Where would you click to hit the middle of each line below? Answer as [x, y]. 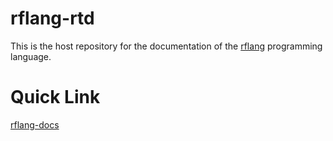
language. [31, 56]
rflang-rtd [52, 18]
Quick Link [55, 97]
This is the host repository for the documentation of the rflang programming [166, 46]
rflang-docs [35, 124]
